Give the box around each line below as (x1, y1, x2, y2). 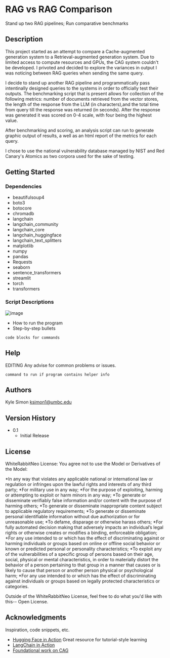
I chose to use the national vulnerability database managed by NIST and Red (5, 148, 164, 154)
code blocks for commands (5, 335, 60, 340)
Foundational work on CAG (12, 647, 69, 653)
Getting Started (5, 168, 55, 177)
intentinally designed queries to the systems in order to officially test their (5, 85, 158, 91)
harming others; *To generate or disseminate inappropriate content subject (5, 503, 162, 509)
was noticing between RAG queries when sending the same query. (5, 70, 144, 76)
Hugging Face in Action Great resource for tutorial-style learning (12, 636, 147, 642)
